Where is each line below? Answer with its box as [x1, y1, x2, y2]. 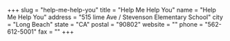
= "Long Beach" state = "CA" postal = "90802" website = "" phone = [7, 20, 204, 28]
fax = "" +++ [37, 27, 74, 36]
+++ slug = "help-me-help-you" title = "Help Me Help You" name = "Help [7, 6, 217, 14]
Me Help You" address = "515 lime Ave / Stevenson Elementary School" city [7, 13, 224, 21]
